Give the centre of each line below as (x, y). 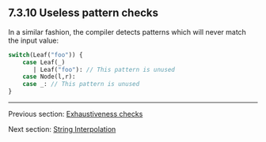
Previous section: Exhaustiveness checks (76, 114)
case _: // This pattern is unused (81, 84)
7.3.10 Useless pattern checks (83, 13)
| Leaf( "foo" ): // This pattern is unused (104, 69)
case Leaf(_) (44, 62)
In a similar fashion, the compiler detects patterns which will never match (127, 32)
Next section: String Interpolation (62, 129)
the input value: (34, 40)
